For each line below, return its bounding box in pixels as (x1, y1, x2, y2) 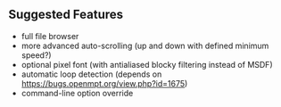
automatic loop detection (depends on (21, 69, 162, 79)
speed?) (21, 49, 52, 61)
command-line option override (21, 87, 134, 98)
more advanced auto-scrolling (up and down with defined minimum (21, 40, 269, 51)
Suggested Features (8, 7, 124, 22)
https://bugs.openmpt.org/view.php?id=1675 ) (21, 78, 188, 88)
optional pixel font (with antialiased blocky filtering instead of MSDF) (21, 59, 273, 70)
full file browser (21, 30, 79, 41)
